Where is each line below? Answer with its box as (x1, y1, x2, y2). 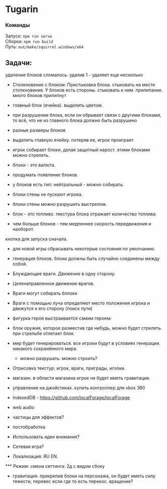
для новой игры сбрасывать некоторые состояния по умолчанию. (12, 246, 155, 252)
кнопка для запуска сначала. (5, 236, 68, 242)
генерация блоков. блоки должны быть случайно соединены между (12, 255, 160, 261)
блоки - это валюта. (12, 162, 56, 168)
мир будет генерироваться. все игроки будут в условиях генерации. (12, 340, 161, 346)
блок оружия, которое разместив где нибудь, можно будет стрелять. (12, 325, 162, 331)
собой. (12, 261, 28, 267)
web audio (12, 405, 35, 411)
